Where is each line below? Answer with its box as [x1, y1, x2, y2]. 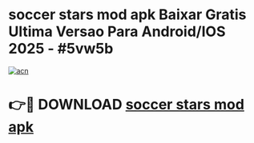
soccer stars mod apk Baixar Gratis [8, 6, 247, 24]
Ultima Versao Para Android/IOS [8, 22, 226, 41]
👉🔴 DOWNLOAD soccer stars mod [8, 96, 244, 113]
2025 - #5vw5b [8, 40, 114, 58]
